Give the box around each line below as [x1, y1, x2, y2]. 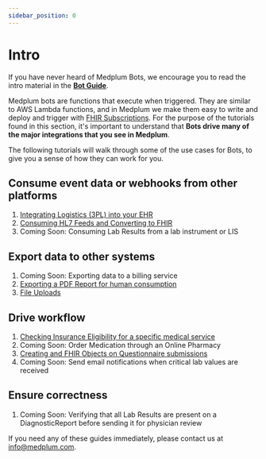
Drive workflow [8, 310, 86, 324]
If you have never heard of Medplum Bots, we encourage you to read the [8, 72, 246, 82]
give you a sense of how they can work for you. [8, 153, 164, 163]
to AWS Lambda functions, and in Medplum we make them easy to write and [8, 104, 258, 114]
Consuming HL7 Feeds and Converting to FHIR [19, 218, 173, 228]
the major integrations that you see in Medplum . [8, 129, 170, 139]
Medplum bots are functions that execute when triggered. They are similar [8, 96, 252, 106]
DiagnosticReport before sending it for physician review [19, 418, 202, 427]
